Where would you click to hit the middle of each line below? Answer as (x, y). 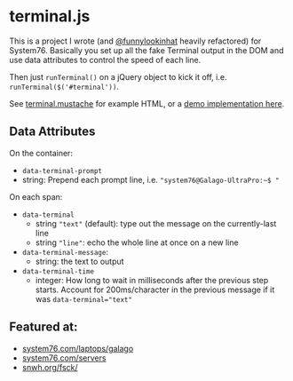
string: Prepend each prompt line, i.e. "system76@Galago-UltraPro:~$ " (150, 179)
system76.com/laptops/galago (78, 348)
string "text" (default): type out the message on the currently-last (156, 223)
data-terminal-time (58, 271)
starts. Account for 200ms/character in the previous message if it (155, 290)
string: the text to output (79, 261)
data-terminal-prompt (62, 171)
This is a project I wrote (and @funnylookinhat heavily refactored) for (135, 41)
